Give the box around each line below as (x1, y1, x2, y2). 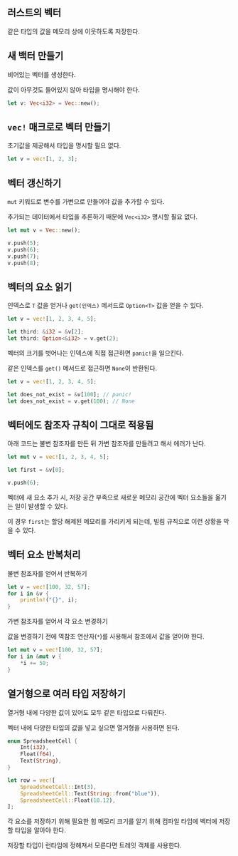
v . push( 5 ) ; (7, 239, 40, 247)
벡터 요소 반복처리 (7, 549, 81, 561)
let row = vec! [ (7, 776, 55, 784)
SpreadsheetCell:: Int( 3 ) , (20, 783, 97, 790)
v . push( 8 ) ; (7, 259, 40, 267)
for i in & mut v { (7, 653, 62, 661)
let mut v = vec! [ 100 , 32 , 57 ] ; (7, 646, 103, 654)
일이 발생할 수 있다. (14, 502, 68, 510)
